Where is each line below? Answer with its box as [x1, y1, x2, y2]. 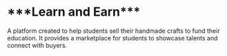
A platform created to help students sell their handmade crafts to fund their [7, 27, 220, 35]
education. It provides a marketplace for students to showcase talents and [7, 33, 219, 42]
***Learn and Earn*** [7, 4, 141, 20]
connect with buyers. [7, 41, 68, 49]
